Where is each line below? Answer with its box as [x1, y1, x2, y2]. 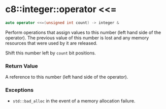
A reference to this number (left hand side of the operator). [5, 74, 128, 80]
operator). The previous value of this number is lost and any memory [5, 34, 149, 41]
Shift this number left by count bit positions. [5, 49, 96, 56]
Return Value [5, 62, 38, 69]
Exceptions [5, 87, 34, 94]
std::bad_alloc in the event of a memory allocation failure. [12, 98, 136, 104]
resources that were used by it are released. [5, 40, 97, 46]
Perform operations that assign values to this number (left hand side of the [5, 29, 161, 35]
